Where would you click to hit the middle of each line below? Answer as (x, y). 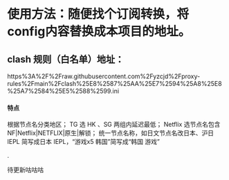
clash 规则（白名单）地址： (66, 59)
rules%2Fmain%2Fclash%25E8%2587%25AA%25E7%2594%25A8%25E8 (115, 83)
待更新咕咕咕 (25, 170)
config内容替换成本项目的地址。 (99, 31)
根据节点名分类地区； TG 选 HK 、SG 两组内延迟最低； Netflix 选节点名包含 (114, 125)
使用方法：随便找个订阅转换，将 (98, 14)
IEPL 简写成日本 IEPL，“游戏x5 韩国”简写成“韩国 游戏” (84, 142)
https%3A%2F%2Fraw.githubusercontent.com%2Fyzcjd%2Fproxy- (104, 76)
